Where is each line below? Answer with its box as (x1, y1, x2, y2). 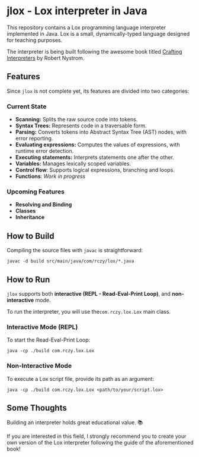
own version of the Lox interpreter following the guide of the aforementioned (7, 439, 194, 446)
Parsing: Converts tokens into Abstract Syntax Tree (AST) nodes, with (15, 129, 187, 136)
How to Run (7, 274, 50, 284)
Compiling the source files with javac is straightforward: (7, 247, 143, 254)
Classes (15, 207, 36, 215)
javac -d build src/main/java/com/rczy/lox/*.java (7, 258, 134, 264)
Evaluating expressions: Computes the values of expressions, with (15, 141, 180, 148)
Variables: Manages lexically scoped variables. (15, 160, 131, 167)
